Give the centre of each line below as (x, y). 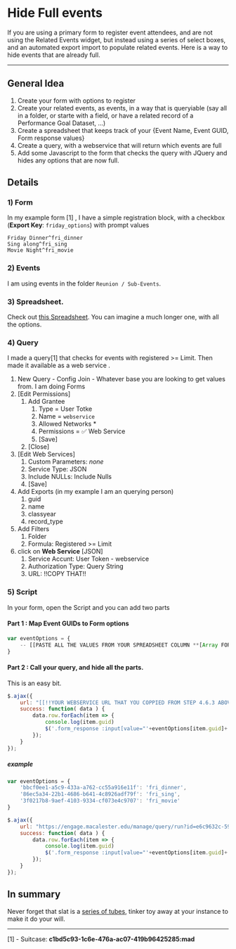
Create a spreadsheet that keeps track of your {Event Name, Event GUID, (123, 130)
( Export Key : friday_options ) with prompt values (78, 225)
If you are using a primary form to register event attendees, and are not (110, 32)
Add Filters (33, 529)
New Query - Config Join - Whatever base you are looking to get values (122, 379)
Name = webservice (66, 416)
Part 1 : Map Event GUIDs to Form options (68, 623)
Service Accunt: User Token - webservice (88, 559)
